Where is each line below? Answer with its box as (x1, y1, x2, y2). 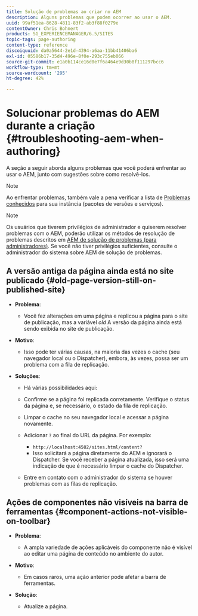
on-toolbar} (6, 516, 51, 526)
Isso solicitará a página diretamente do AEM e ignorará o (32, 449, 172, 456)
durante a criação (6, 119, 95, 133)
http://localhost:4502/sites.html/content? (32, 444, 143, 450)
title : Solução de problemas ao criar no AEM (6, 8, 121, 15)
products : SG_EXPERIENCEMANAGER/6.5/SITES (6, 31, 113, 37)
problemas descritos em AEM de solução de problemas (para (6, 236, 157, 243)
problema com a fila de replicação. (23, 361, 109, 368)
